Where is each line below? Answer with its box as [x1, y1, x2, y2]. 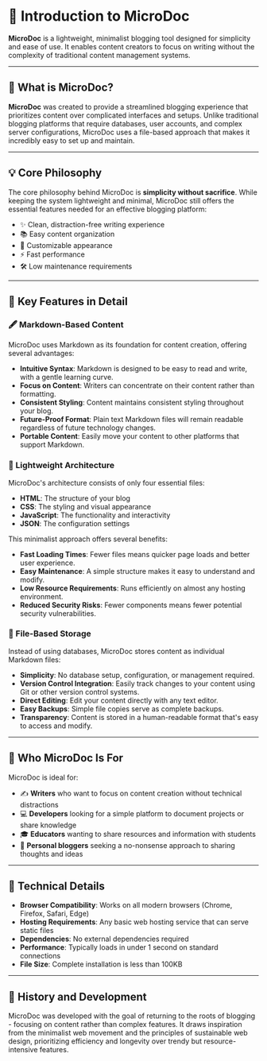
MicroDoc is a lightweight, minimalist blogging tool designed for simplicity [8, 33, 251, 43]
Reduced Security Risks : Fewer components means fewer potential [19, 600, 242, 610]
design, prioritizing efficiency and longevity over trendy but [8, 1036, 203, 1046]
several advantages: [8, 349, 75, 358]
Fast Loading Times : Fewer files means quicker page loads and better [19, 549, 250, 559]
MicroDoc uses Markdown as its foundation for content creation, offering [8, 340, 247, 350]
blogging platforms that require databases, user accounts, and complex [8, 118, 242, 128]
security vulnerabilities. [19, 608, 97, 618]
